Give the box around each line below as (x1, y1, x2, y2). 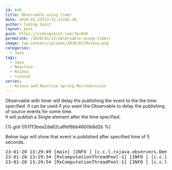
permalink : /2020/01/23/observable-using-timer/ (5, 36, 111, 41)
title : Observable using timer (5, 12, 72, 17)
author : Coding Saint (5, 21, 52, 27)
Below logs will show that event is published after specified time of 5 (5, 133, 150, 139)
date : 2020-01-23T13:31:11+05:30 (5, 17, 77, 22)
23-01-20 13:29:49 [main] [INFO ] (5, 149, 92, 155)
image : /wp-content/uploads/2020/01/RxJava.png (5, 41, 109, 46)
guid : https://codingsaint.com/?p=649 (5, 31, 88, 36)
